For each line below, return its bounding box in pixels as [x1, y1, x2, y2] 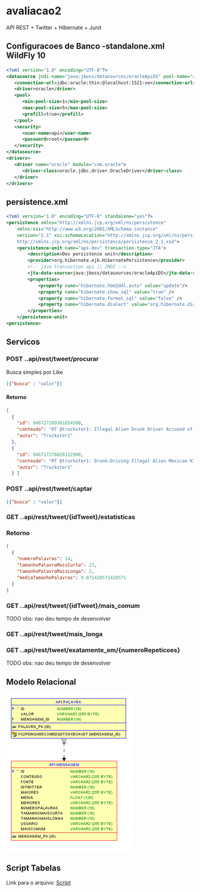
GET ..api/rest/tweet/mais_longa [6, 629, 103, 638]
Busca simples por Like [6, 368, 64, 375]
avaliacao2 [6, 4, 61, 18]
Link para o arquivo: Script [6, 879, 71, 886]
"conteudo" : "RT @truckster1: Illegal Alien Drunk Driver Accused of [17, 427, 193, 433]
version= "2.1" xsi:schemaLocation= [17, 232, 105, 238]
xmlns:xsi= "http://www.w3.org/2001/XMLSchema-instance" [17, 226, 159, 232]
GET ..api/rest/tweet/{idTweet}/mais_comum [6, 601, 140, 610]
